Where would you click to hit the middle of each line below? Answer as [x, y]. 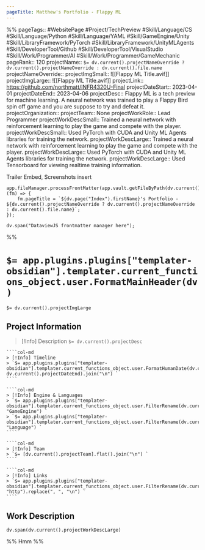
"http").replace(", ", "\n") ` [46, 492]
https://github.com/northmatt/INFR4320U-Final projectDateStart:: [89, 87]
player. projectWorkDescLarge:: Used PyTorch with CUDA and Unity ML [96, 152]
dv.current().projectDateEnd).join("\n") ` [63, 374]
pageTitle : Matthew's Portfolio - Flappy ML [64, 12]
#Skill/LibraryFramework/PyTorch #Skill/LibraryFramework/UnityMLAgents [100, 42]
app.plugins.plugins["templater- [107, 261]
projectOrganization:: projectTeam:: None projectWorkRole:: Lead [88, 113]
